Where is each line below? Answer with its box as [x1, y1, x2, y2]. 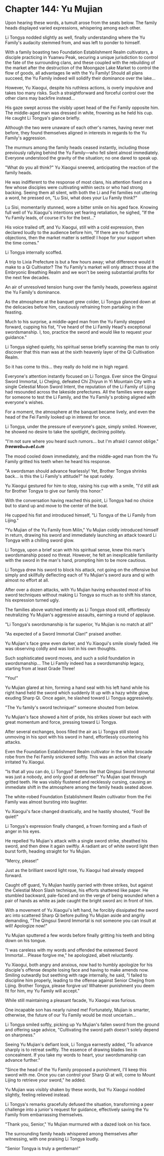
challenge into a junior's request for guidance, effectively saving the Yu [5, 1106, 149, 1112]
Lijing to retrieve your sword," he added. [5, 1077, 86, 1083]
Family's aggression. [5, 135, 47, 141]
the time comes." [5, 239, 39, 246]
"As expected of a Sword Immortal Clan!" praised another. [5, 631, 122, 636]
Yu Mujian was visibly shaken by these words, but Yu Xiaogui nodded [5, 1086, 145, 1092]
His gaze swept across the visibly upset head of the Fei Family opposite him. [5, 105, 160, 110]
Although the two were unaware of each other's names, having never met [5, 124, 154, 131]
